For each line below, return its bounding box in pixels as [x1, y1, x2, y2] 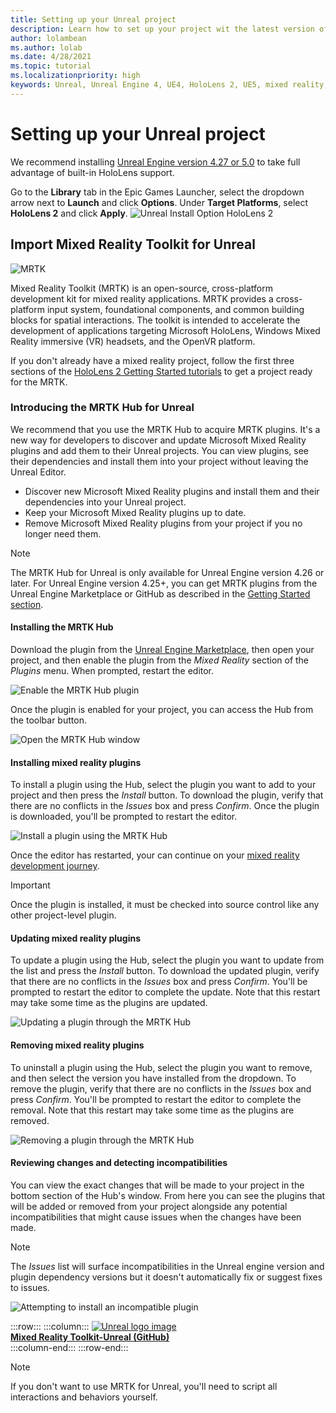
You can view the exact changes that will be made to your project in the [10, 1179, 305, 1191]
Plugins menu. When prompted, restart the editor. [10, 665, 215, 676]
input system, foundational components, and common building [46, 303, 305, 315]
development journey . [10, 860, 100, 872]
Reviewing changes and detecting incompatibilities [10, 1157, 228, 1169]
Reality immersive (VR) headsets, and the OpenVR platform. [10, 335, 256, 347]
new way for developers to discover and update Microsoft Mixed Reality [10, 434, 307, 446]
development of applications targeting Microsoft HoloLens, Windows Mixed [10, 324, 321, 336]
